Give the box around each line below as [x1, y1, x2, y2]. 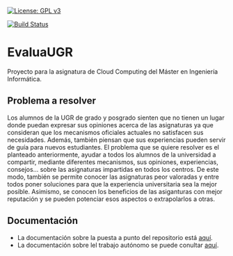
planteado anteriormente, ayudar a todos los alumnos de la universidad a [7, 150, 216, 159]
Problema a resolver [7, 95, 96, 107]
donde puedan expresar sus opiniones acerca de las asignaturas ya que [7, 120, 214, 129]
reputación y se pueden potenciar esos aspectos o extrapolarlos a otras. [7, 195, 216, 203]
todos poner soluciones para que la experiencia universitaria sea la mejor [7, 179, 218, 188]
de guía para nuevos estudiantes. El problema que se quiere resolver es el [7, 143, 219, 151]
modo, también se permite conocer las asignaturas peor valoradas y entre [7, 173, 219, 181]
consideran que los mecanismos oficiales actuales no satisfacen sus [7, 128, 204, 136]
